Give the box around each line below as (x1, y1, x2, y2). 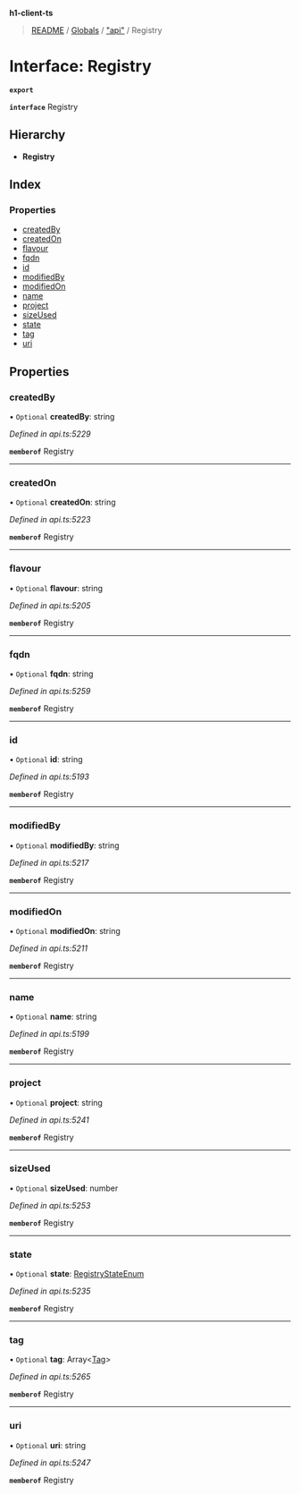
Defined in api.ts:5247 (9, 1457, 91, 1468)
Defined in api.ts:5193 (9, 771, 90, 782)
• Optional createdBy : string (9, 412, 115, 422)
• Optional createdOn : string (9, 497, 116, 508)
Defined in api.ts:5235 (9, 1286, 91, 1296)
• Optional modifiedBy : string (9, 840, 120, 851)
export (9, 85, 34, 95)
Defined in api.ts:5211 (9, 943, 87, 954)
